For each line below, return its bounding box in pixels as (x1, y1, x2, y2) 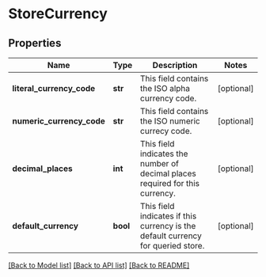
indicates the (139, 148, 188, 159)
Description (152, 60, 198, 70)
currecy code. (139, 126, 192, 136)
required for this (139, 178, 200, 188)
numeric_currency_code (12, 116, 105, 127)
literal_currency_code (12, 83, 96, 93)
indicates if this (139, 211, 197, 222)
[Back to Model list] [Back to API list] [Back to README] (8, 260, 190, 270)
